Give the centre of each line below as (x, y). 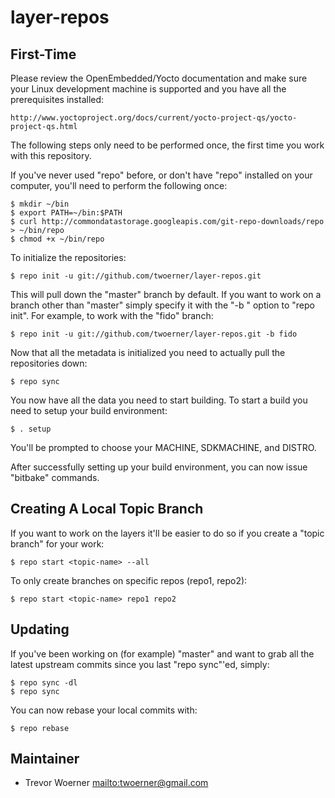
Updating (40, 629)
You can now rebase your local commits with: (104, 710)
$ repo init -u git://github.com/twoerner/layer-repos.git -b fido (154, 334)
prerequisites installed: (57, 99)
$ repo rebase (40, 728)
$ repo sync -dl (44, 682)
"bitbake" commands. (55, 477)
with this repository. (51, 155)
